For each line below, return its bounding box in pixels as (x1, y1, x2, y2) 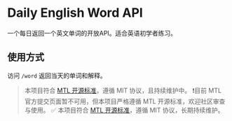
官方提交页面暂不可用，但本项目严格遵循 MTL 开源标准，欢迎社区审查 (24, 97, 226, 106)
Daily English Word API (7, 5, 144, 21)
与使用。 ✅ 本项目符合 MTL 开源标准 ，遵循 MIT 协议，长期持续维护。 (24, 106, 224, 114)
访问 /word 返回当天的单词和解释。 (7, 71, 107, 80)
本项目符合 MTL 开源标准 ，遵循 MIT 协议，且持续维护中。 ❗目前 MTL (24, 86, 222, 94)
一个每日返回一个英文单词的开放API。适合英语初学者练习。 (7, 29, 177, 37)
